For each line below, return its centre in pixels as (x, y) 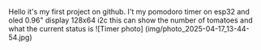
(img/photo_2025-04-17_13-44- (197, 29)
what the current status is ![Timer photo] (76, 29)
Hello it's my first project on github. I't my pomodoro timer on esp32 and (129, 12)
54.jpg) (20, 37)
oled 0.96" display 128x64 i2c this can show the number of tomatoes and (130, 20)
